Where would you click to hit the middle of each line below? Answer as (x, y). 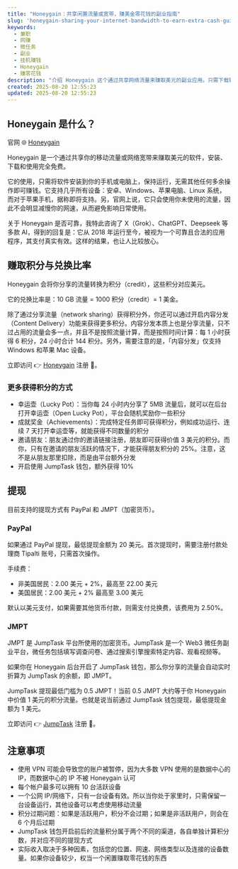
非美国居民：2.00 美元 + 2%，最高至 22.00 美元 (87, 584)
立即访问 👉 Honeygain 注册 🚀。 (54, 365)
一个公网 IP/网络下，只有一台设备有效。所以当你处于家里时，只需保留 (119, 796)
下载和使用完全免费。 (38, 166)
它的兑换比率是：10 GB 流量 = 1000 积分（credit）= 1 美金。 (95, 299)
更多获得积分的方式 (40, 387)
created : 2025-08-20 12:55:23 (52, 87)
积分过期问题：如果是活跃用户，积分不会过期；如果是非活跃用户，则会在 (123, 814)
